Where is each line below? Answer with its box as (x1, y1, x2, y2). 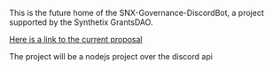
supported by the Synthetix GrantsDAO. (9, 17, 153, 27)
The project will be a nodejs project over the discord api (9, 51, 213, 61)
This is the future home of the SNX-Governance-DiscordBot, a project (9, 8, 264, 18)
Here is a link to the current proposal (9, 35, 143, 44)
